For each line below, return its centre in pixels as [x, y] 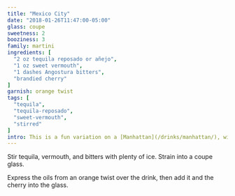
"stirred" [28, 124]
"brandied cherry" [41, 78]
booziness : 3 [26, 40]
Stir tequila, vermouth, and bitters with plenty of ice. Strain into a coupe [110, 157]
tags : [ [19, 98]
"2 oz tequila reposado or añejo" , [65, 59]
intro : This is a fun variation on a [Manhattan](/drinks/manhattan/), [114, 137]
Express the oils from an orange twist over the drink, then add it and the [111, 178]
